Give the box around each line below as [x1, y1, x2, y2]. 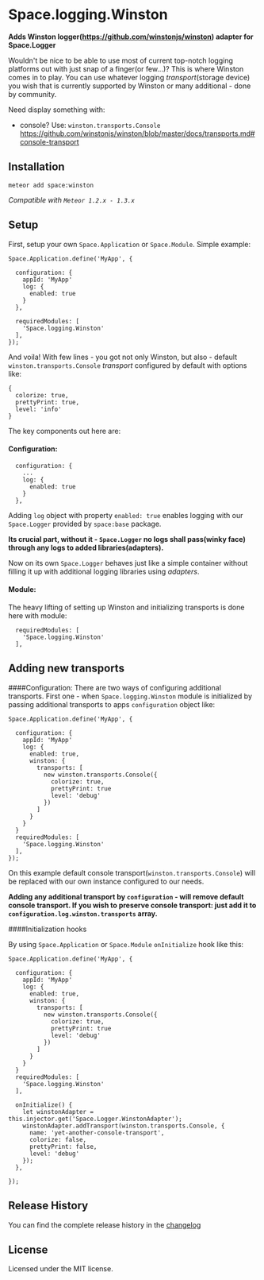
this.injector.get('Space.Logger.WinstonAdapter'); [8, 1115, 182, 1123]
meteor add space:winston [8, 181, 94, 189]
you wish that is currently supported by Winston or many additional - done [8, 81, 251, 91]
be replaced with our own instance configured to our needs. [8, 876, 205, 886]
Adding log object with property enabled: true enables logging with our [8, 510, 243, 520]
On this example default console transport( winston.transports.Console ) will [8, 868, 256, 877]
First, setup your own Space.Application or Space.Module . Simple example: [8, 239, 251, 249]
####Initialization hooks [8, 924, 87, 934]
